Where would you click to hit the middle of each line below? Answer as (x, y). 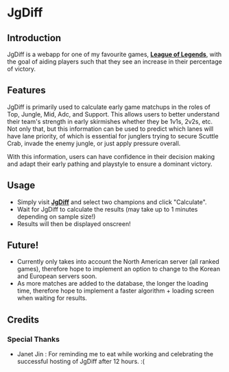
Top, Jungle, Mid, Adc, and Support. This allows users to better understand (113, 114)
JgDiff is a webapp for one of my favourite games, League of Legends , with (114, 54)
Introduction (34, 38)
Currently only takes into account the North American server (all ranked (118, 262)
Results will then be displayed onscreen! (74, 223)
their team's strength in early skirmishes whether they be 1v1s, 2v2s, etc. (110, 121)
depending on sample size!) (56, 216)
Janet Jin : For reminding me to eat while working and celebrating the (115, 354)
